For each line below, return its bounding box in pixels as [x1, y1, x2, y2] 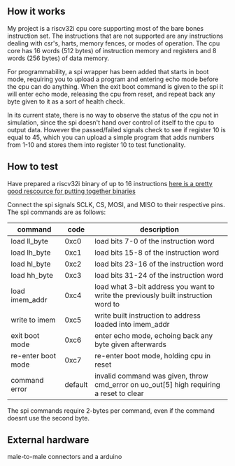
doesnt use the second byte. [7, 414, 90, 422]
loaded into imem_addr [94, 319, 170, 329]
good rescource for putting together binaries [7, 187, 136, 195]
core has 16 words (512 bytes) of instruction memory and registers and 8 [7, 46, 217, 55]
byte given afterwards [94, 339, 166, 349]
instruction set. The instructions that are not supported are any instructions [7, 31, 224, 40]
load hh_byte [10, 270, 54, 280]
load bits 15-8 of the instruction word [94, 248, 219, 257]
